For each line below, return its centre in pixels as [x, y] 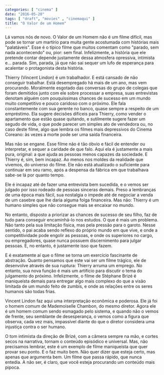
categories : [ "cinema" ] [31, 10]
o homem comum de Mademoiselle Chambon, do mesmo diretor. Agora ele [81, 306]
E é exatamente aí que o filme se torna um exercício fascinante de [71, 255]
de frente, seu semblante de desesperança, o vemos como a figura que [77, 316]
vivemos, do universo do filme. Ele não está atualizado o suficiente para [77, 165]
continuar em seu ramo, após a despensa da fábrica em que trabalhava [77, 170]
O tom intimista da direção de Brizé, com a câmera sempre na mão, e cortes [82, 336]
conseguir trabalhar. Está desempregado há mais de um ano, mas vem [76, 83]
